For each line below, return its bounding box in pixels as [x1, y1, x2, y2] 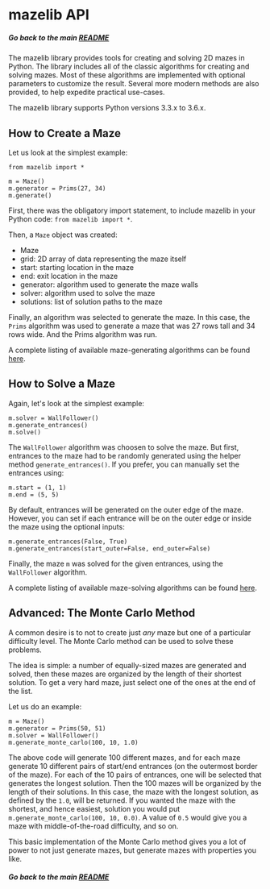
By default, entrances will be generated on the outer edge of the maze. [8, 505, 244, 514]
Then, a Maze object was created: [8, 230, 118, 239]
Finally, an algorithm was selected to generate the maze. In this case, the [8, 312, 251, 322]
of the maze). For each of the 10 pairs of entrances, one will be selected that [8, 770, 262, 779]
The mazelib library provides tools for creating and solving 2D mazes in [8, 53, 245, 63]
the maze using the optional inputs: [8, 521, 125, 531]
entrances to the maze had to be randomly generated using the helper [8, 451, 242, 460]
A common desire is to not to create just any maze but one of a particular [8, 627, 251, 638]
